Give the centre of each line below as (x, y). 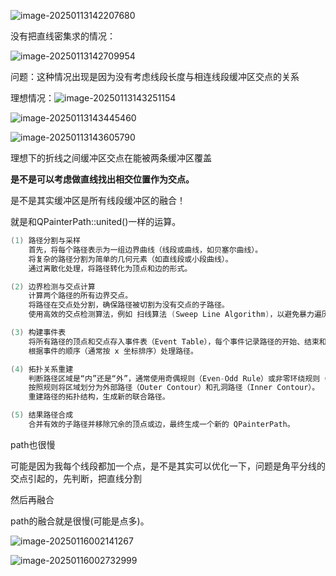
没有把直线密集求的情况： (63, 36)
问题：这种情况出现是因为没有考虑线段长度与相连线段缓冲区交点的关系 (155, 76)
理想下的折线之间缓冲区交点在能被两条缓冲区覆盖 (111, 158)
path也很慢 (33, 444)
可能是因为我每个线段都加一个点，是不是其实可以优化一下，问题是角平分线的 (168, 466)
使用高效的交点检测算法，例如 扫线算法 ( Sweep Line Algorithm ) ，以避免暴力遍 (175, 315)
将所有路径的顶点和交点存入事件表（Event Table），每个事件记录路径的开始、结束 (174, 341)
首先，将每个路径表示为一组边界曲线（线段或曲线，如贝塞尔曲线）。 (145, 250)
